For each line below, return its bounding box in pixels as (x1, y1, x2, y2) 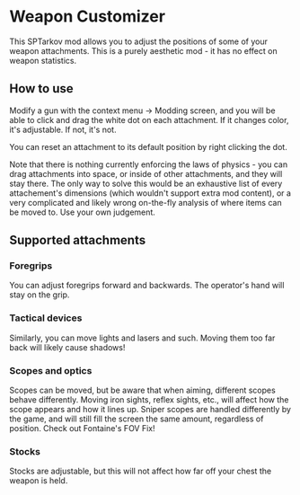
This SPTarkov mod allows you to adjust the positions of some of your (9, 36, 268, 47)
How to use (9, 81, 74, 96)
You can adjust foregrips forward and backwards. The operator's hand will (9, 280, 285, 291)
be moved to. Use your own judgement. (9, 207, 155, 217)
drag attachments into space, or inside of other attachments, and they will (9, 168, 283, 179)
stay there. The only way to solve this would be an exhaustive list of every (9, 178, 283, 189)
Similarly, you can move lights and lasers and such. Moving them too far (9, 332, 276, 343)
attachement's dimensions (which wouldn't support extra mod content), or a (9, 187, 292, 199)
